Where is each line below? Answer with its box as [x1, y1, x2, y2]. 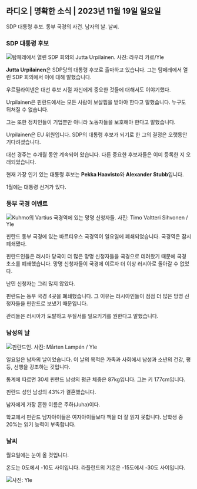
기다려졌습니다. [6, 139, 41, 146]
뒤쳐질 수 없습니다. [6, 106, 49, 113]
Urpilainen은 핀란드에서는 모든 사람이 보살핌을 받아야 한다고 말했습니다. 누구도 [6, 99, 186, 106]
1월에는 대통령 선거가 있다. [6, 183, 66, 191]
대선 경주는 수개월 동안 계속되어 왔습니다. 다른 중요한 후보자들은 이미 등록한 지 [6, 151, 185, 158]
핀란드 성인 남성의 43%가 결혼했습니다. [6, 388, 96, 395]
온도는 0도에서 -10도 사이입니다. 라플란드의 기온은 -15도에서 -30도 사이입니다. [6, 464, 186, 471]
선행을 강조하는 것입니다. [14, 363, 71, 370]
